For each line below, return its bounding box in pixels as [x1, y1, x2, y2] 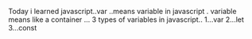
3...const [8, 23, 37, 32]
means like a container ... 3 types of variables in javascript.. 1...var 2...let [8, 15, 245, 24]
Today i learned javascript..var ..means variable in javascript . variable [8, 7, 237, 16]
